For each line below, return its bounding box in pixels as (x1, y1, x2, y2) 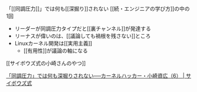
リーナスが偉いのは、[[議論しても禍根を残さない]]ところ (14, 32, 151, 40)
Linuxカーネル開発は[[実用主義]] (14, 40, 92, 47)
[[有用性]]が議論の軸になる (23, 47, 88, 54)
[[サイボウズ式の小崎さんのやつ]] (6, 60, 86, 67)
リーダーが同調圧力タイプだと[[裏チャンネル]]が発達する (14, 25, 151, 32)
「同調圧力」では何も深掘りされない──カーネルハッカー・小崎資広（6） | (6, 73, 185, 79)
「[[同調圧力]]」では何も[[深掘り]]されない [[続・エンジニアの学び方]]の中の (6, 5, 190, 12)
